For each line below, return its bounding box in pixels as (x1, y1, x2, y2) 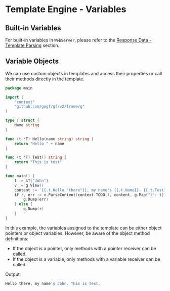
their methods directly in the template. (5, 76, 85, 82)
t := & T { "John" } (14, 178, 49, 183)
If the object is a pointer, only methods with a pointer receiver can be (12, 245, 156, 251)
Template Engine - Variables (5, 4, 126, 15)
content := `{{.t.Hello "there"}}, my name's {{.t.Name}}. (14, 187, 142, 192)
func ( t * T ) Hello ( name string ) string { (5, 136, 94, 141)
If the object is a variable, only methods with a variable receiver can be (12, 256, 160, 262)
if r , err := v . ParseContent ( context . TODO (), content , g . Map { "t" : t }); (14, 192, 168, 198)
